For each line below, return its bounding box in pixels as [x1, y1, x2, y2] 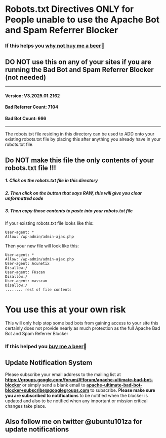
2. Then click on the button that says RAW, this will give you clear [5, 190, 142, 196]
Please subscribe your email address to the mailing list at [5, 372, 121, 377]
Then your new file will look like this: [5, 243, 79, 249]
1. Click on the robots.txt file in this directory [5, 178, 98, 184]
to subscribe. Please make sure [90, 387, 156, 393]
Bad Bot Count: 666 [5, 115, 46, 121]
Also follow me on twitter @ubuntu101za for [5, 418, 143, 426]
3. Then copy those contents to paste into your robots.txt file [5, 208, 133, 214]
